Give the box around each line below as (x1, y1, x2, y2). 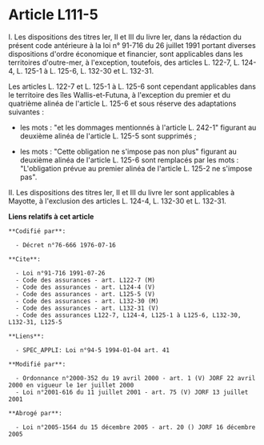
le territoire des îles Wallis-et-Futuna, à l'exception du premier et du (8, 90, 230, 99)
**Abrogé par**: (8, 409, 62, 417)
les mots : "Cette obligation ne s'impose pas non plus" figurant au (19, 146, 238, 156)
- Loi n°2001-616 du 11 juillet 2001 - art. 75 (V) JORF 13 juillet (15, 388, 249, 396)
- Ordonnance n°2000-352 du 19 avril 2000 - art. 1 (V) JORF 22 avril (15, 374, 256, 382)
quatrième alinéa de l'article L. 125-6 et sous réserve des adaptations (8, 98, 237, 108)
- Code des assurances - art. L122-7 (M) (15, 276, 156, 284)
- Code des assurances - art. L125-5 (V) (15, 290, 156, 298)
